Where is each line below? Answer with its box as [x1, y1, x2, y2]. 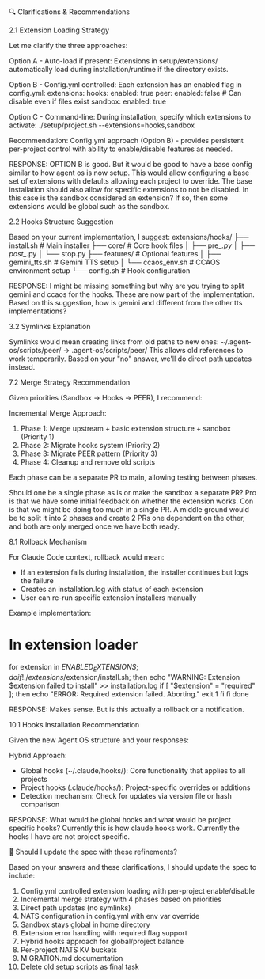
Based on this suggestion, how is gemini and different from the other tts [9, 298, 243, 307]
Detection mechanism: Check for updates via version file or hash [20, 791, 232, 800]
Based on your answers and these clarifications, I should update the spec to [9, 862, 257, 871]
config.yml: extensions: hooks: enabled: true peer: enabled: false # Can [9, 89, 242, 97]
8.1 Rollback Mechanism [9, 537, 88, 546]
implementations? [9, 306, 67, 316]
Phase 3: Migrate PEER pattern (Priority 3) [20, 449, 157, 458]
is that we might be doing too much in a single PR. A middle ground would [9, 505, 250, 514]
